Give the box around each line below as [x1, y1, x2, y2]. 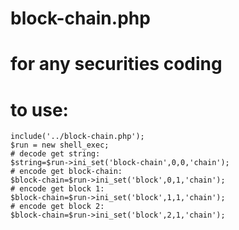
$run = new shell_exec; [10, 140, 110, 151]
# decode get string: [10, 149, 101, 159]
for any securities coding [10, 53, 223, 76]
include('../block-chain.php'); [10, 132, 145, 142]
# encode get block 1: [10, 184, 105, 194]
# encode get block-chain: [10, 167, 123, 177]
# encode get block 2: [10, 202, 105, 212]
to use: [10, 98, 69, 121]
